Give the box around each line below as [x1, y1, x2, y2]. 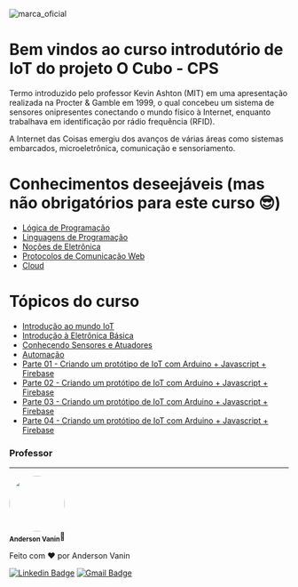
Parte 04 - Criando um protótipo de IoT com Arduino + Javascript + [21, 414, 269, 426]
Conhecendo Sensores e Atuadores [21, 339, 153, 350]
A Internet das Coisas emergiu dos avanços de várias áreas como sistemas [9, 133, 284, 144]
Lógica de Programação [21, 222, 111, 233]
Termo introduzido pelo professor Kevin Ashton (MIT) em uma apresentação [9, 87, 288, 98]
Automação [21, 349, 65, 359]
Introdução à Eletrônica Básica [21, 330, 135, 341]
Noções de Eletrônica [21, 241, 101, 252]
